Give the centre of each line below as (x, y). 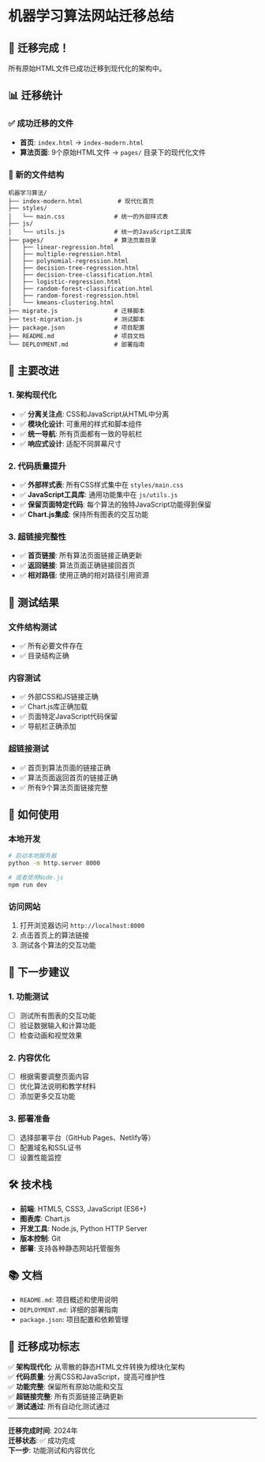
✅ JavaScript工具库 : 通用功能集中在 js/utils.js (99, 494)
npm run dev (28, 885)
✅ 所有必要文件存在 (51, 646)
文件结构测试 (33, 627)
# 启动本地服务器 (32, 856)
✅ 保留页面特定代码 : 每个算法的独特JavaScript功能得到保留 (115, 504)
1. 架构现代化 (32, 395)
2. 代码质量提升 (37, 465)
